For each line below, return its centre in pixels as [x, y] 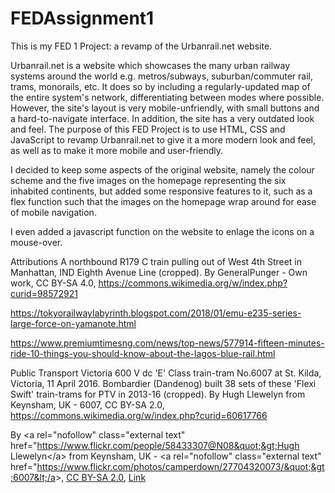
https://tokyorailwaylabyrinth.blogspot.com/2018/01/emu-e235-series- [156, 313]
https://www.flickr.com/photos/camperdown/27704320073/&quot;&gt [180, 466]
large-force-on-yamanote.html [73, 323]
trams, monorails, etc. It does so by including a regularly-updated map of [160, 86]
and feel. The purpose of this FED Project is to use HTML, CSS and [148, 129]
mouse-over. [36, 242]
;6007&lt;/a [33, 477]
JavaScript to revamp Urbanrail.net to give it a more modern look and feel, [163, 139]
